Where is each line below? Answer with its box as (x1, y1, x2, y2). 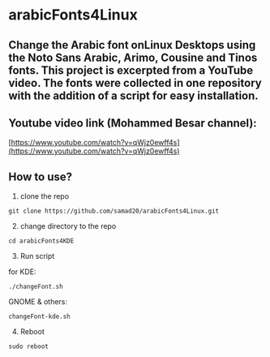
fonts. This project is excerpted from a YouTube (8, 63, 254, 77)
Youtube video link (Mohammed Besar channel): (8, 116, 257, 130)
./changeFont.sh (8, 282, 63, 291)
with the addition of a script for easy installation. (8, 88, 259, 102)
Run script (19, 252, 55, 261)
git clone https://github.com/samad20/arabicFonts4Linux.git (8, 207, 220, 216)
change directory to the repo (19, 222, 117, 231)
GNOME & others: (8, 297, 67, 307)
